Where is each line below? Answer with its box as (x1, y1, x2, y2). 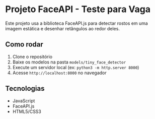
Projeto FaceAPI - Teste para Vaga (5, 4, 151, 15)
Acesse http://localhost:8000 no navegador (12, 70, 107, 76)
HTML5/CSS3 (12, 108, 41, 114)
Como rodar (5, 40, 44, 49)
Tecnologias (5, 84, 45, 93)
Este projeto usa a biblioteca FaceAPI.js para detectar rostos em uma (5, 20, 148, 26)
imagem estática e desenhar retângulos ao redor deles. (5, 25, 120, 31)
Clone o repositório (12, 53, 53, 59)
